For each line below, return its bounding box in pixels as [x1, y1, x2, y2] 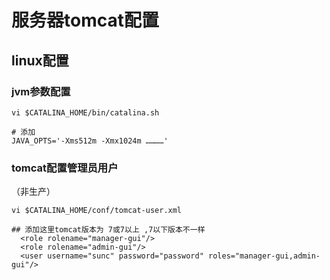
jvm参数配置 [11, 84, 71, 98]
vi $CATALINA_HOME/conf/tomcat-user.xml [11, 206, 183, 216]
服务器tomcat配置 [11, 9, 159, 32]
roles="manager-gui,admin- [207, 251, 321, 261]
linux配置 [11, 52, 69, 69]
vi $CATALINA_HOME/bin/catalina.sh [11, 107, 160, 118]
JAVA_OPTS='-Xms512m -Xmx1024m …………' [11, 136, 169, 146]
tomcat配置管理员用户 [11, 161, 119, 175]
